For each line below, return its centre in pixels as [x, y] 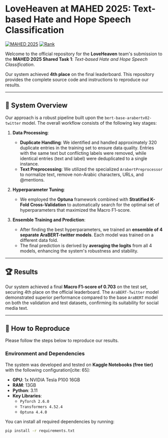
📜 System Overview [36, 105]
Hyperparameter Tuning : [39, 190]
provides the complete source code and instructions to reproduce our [77, 79]
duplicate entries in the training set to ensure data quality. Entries [87, 148]
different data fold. [39, 240]
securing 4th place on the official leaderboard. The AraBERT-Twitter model [82, 292]
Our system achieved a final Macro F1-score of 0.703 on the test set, [76, 287]
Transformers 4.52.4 [41, 407]
